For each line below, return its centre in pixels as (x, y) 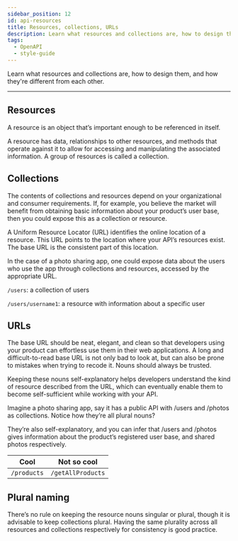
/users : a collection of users (49, 290)
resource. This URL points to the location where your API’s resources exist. (116, 239)
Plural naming (38, 497)
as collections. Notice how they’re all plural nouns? (81, 415)
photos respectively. (37, 444)
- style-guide (34, 54)
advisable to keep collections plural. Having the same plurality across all (113, 522)
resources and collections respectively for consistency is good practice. (113, 530)
